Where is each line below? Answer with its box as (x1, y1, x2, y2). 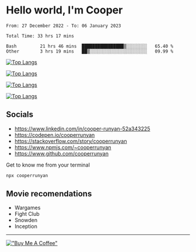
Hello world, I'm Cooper (6, 4, 123, 17)
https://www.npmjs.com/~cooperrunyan (14, 144, 112, 151)
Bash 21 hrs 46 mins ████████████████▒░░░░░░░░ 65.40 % (6, 43, 174, 49)
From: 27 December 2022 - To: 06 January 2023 (6, 23, 121, 29)
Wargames (14, 204, 41, 211)
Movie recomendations (6, 189, 92, 199)
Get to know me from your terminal (6, 161, 90, 168)
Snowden (14, 217, 38, 224)
